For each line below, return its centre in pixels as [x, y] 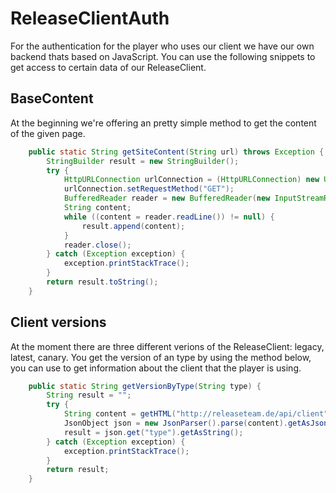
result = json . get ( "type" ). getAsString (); [153, 432]
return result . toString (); [102, 282]
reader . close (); [97, 245]
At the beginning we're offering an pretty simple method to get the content [163, 123]
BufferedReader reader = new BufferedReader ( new [167, 198]
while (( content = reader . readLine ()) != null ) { [169, 217]
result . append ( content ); [133, 226]
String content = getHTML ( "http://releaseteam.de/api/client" [196, 414]
